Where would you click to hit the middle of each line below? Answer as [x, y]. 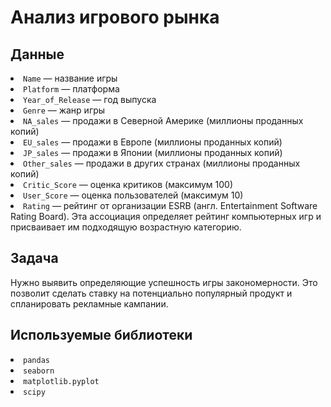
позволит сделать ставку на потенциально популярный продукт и [151, 293]
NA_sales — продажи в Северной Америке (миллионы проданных [163, 120]
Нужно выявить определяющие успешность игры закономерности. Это [164, 282]
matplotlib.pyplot [61, 381]
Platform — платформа [71, 89]
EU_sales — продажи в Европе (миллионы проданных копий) [153, 142]
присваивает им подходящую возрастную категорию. [126, 227]
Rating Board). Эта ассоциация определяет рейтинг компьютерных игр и [166, 216]
